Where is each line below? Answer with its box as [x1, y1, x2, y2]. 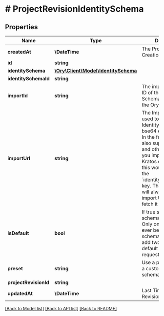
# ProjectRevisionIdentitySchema [5, 3, 144, 15]
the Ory [141, 101, 159, 108]
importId [7, 93, 28, 99]
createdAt [7, 49, 32, 55]
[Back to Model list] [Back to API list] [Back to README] [5, 306, 117, 311]
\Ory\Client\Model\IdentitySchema [54, 67, 137, 74]
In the [141, 134, 155, 140]
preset [7, 265, 23, 272]
